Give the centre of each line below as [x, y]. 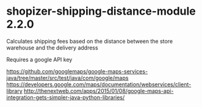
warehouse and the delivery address [52, 48]
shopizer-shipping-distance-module [101, 11]
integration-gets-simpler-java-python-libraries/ [66, 97]
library [14, 90]
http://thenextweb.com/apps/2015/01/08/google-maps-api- [99, 90]
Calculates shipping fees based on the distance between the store [89, 41]
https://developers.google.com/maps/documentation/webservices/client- [99, 84]
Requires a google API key [39, 59]
